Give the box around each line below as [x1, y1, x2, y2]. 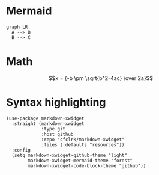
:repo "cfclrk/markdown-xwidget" [41, 137, 125, 143]
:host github [41, 131, 74, 137]
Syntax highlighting [6, 96, 106, 109]
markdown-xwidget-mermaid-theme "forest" [28, 158, 133, 164]
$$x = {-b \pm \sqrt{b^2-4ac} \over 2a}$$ [49, 74, 153, 82]
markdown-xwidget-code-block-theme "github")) [28, 162, 146, 169]
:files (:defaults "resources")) [41, 141, 125, 148]
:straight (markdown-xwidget [11, 120, 85, 127]
